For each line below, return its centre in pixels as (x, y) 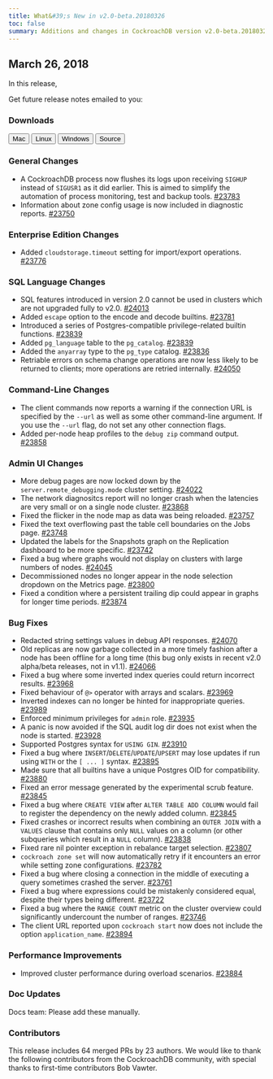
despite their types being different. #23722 (92, 900)
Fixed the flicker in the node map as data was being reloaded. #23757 (137, 515)
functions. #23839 (51, 334)
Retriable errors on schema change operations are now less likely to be (139, 360)
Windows (76, 139)
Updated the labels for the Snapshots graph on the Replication (124, 541)
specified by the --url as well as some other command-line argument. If (141, 416)
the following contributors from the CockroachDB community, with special (132, 1059)
